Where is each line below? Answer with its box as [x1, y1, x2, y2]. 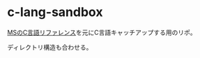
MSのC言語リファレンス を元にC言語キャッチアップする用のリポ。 [7, 28, 197, 36]
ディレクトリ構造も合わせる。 [7, 43, 93, 51]
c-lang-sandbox [7, 4, 103, 20]
